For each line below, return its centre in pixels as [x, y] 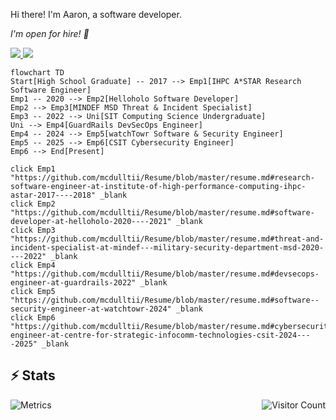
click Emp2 [33, 204]
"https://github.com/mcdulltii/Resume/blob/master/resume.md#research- [162, 178]
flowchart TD [37, 73]
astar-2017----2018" [53, 195]
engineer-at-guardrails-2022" [73, 283]
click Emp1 [33, 169]
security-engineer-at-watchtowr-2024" [91, 309]
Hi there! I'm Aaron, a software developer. [96, 14]
